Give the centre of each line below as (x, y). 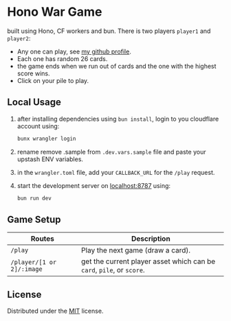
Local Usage (34, 103)
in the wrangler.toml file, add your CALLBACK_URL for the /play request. (116, 172)
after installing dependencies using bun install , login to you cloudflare (118, 119)
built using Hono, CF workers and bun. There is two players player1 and (109, 31)
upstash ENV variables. (50, 159)
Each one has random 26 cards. (62, 58)
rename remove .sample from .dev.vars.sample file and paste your (111, 152)
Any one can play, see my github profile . (74, 51)
